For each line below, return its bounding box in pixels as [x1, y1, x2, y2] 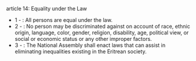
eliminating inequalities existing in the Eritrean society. [14, 48, 147, 55]
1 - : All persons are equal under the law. [14, 17, 113, 23]
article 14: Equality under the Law [6, 5, 87, 12]
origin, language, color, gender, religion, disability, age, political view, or [14, 29, 189, 36]
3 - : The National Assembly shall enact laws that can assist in [14, 41, 166, 49]
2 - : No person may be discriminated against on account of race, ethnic [14, 23, 191, 30]
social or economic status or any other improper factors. [14, 36, 152, 42]
